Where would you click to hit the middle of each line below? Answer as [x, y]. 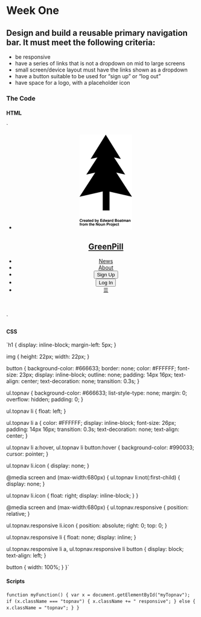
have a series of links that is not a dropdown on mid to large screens [100, 63]
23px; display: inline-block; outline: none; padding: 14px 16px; [96, 375]
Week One [33, 11]
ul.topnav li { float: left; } [36, 411]
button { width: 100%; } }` [38, 567]
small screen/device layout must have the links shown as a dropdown [101, 70]
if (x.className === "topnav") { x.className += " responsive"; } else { [101, 602]
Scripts [16, 581]
